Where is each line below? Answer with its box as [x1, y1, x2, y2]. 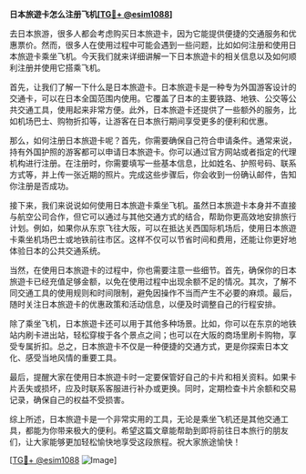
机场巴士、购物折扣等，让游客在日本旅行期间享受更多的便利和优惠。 [16, 116, 273, 126]
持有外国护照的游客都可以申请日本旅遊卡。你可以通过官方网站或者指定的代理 [9, 146, 297, 157]
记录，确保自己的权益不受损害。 [9, 395, 129, 405]
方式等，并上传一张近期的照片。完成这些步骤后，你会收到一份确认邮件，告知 [9, 169, 297, 180]
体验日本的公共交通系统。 [9, 246, 106, 256]
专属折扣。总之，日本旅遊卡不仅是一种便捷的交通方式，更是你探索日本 [16, 341, 280, 351]
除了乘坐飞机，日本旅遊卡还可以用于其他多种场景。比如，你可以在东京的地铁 [9, 318, 297, 328]
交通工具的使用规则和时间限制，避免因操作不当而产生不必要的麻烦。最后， [16, 287, 297, 298]
